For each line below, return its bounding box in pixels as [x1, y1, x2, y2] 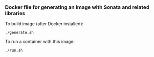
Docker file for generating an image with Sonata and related [5, 4, 150, 11]
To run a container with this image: [5, 39, 75, 44]
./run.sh [5, 48, 23, 53]
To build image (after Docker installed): [5, 21, 84, 27]
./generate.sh [5, 30, 34, 35]
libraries [5, 10, 25, 16]
